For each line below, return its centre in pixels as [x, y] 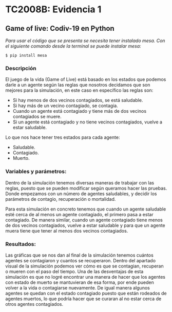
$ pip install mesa [26, 55]
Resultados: [21, 244]
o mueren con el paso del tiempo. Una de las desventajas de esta [74, 271]
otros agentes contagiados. [34, 304]
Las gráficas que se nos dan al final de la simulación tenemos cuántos [80, 255]
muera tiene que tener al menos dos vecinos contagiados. [67, 231]
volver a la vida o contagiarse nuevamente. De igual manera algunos [78, 287]
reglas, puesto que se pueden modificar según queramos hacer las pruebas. [86, 188]
